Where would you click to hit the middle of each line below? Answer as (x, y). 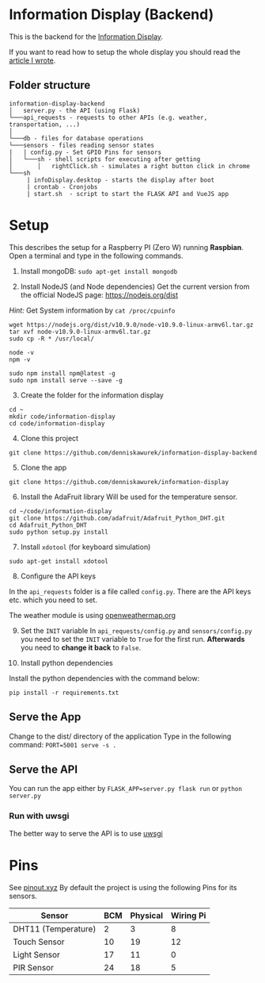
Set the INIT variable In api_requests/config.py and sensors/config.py (136, 630)
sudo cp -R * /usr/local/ (51, 339)
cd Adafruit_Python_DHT (48, 525)
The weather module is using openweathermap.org (93, 615)
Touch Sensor (39, 942)
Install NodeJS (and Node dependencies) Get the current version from (135, 286)
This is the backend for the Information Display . (86, 36)
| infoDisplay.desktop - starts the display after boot (121, 180)
